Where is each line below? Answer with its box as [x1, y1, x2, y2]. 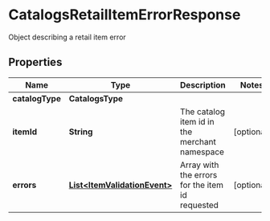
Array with [179, 159, 219, 170]
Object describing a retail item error [8, 32, 126, 42]
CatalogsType [68, 92, 123, 104]
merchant [179, 136, 217, 147]
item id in [179, 116, 215, 127]
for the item [179, 179, 223, 190]
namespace [179, 146, 225, 158]
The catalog [179, 106, 226, 117]
